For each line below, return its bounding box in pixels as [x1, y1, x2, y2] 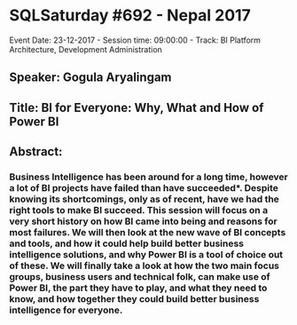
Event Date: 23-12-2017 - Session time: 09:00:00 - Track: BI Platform [9, 35, 262, 45]
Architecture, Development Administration [9, 44, 162, 54]
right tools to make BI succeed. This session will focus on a [9, 204, 269, 217]
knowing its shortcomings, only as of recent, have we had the [9, 193, 279, 205]
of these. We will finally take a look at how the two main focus [9, 259, 280, 272]
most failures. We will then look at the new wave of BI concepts [9, 226, 286, 239]
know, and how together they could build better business [9, 293, 260, 305]
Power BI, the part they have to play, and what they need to [9, 281, 268, 294]
